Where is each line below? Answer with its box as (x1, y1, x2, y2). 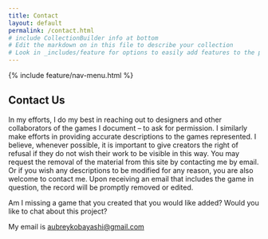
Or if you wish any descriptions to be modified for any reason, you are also (8, 165, 254, 175)
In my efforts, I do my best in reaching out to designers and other (8, 115, 222, 124)
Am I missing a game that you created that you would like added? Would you (8, 198, 259, 207)
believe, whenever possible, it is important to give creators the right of (8, 140, 239, 150)
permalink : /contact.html (8, 26, 94, 34)
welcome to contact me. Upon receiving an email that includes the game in (8, 174, 254, 183)
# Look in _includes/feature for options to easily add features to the (8, 49, 255, 57)
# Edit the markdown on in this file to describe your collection (8, 41, 234, 49)
